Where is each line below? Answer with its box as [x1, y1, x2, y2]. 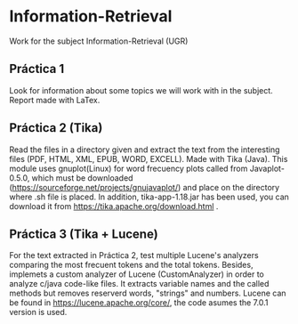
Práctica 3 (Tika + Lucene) [9, 226, 158, 241]
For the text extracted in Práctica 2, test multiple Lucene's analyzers [9, 250, 260, 261]
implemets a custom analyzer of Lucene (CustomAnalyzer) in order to [9, 269, 264, 279]
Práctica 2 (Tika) [9, 120, 103, 135]
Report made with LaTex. [9, 94, 101, 105]
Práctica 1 [9, 61, 65, 77]
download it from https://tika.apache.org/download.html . [9, 200, 219, 211]
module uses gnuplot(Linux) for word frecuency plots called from [9, 163, 248, 174]
